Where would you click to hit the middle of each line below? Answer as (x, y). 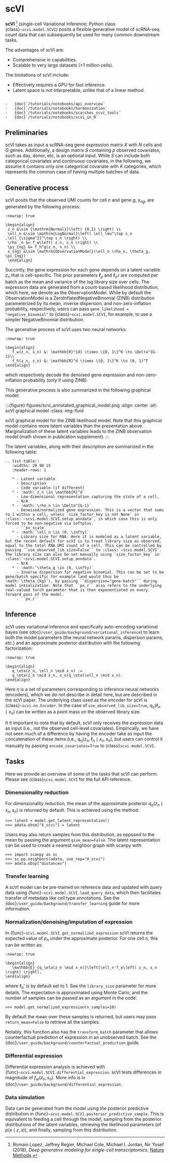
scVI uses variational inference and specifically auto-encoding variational (82, 626)
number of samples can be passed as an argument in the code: (71, 998)
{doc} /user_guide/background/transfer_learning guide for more (73, 904)
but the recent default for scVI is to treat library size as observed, (83, 541)
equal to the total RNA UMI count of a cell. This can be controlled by (83, 545)
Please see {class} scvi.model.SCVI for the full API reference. (68, 779)
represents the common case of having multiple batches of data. (73, 172)
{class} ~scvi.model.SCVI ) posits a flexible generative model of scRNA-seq (82, 29)
